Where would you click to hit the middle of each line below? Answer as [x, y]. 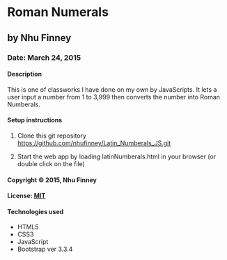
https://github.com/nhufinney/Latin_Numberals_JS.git [94, 143]
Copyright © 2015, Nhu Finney [52, 180]
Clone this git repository [52, 136]
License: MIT [26, 196]
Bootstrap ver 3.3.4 [45, 249]
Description [25, 74]
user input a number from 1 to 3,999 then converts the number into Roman [114, 97]
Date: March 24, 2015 [44, 58]
